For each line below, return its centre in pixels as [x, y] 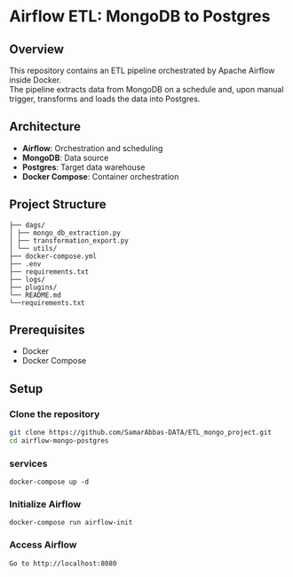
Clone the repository [55, 413]
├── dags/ [28, 225]
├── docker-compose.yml [53, 256]
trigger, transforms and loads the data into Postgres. [105, 99]
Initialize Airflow [45, 504]
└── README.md [36, 295]
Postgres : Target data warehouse [83, 167]
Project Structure [58, 205]
